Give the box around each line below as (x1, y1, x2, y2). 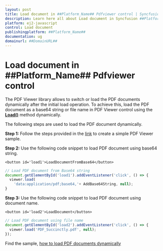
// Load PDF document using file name (5, 218, 83, 223)
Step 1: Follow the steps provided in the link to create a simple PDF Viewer (5, 131, 154, 136)
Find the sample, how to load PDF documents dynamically (5, 240, 121, 246)
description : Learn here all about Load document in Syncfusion (5, 16, 138, 21)
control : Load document (5, 25, 53, 30)
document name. (5, 200, 39, 206)
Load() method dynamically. (5, 112, 62, 117)
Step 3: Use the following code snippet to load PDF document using (5, 195, 141, 201)
